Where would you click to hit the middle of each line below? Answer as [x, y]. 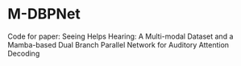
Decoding [24, 53]
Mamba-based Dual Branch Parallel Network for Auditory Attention [118, 44]
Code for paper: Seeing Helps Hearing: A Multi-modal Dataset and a [120, 36]
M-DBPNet [44, 14]
